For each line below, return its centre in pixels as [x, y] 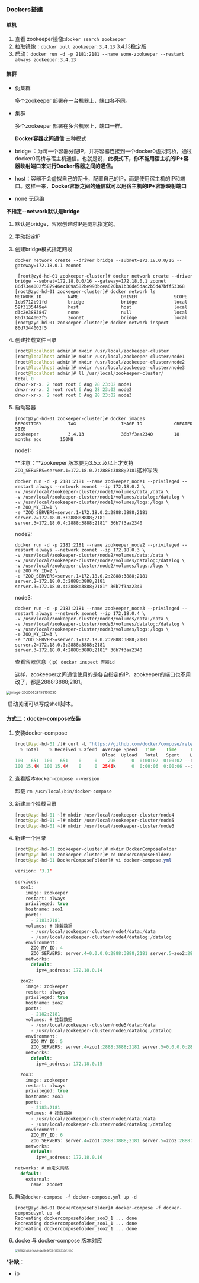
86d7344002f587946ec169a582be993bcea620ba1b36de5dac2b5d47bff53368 [99, 286]
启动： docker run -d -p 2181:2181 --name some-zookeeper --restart [99, 54]
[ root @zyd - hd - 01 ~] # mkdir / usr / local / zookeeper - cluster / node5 [94, 820]
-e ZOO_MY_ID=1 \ [36, 507]
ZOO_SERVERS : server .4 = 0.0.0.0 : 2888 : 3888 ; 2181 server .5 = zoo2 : [109, 954]
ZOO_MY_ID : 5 [47, 1042]
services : [27, 882]
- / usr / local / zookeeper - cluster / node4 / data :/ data [93, 931]
